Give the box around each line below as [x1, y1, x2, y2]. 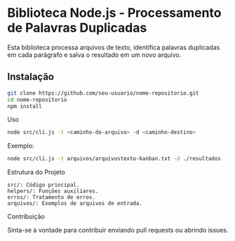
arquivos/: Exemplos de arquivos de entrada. [7, 200, 142, 207]
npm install [7, 103, 42, 110]
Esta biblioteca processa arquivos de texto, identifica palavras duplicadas [7, 43, 220, 51]
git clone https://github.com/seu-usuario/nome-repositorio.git [7, 89, 199, 96]
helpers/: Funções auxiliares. [7, 188, 99, 195]
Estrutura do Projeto [7, 168, 65, 176]
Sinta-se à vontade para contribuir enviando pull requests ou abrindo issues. [7, 226, 229, 235]
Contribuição [7, 212, 45, 221]
